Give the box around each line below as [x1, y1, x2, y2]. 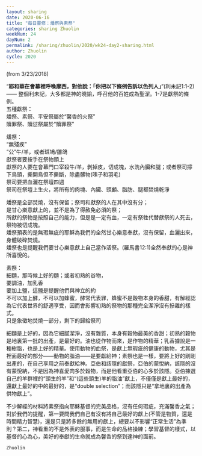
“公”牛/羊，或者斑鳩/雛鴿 [6, 148, 68, 155]
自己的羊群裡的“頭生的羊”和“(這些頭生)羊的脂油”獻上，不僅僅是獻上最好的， [6, 375, 194, 382]
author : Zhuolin [6, 48, 47, 54]
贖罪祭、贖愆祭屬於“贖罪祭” [6, 120, 75, 127]
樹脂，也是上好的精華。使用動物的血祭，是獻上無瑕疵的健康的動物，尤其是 [11, 345, 196, 352]
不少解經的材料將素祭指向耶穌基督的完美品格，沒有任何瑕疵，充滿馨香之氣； [6, 402, 196, 410]
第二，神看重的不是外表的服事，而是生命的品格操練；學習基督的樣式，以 [16, 425, 196, 433]
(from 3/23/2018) [6, 70, 49, 77]
